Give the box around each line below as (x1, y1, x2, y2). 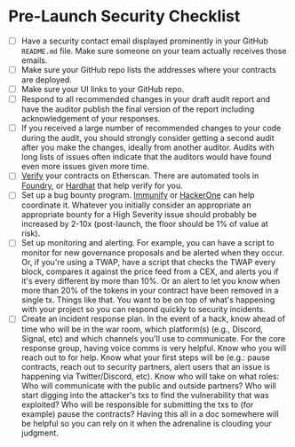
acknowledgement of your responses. (20, 114, 161, 124)
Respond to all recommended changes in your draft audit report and (20, 94, 271, 105)
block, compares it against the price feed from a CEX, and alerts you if (20, 266, 279, 277)
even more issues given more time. (20, 161, 150, 172)
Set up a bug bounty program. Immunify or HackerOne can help (20, 190, 255, 200)
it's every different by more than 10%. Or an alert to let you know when (20, 276, 281, 286)
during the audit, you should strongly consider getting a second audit (20, 133, 275, 144)
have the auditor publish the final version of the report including (20, 104, 255, 114)
